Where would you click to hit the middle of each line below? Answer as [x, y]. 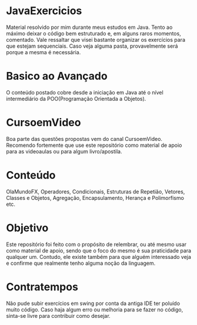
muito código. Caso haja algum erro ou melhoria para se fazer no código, [95, 309]
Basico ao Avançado [57, 76]
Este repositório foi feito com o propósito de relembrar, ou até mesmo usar [96, 244]
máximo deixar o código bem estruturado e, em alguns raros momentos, [94, 33]
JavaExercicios [44, 11]
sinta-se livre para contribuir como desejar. [58, 316]
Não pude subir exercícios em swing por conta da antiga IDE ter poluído [93, 303]
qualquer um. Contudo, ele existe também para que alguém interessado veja [98, 257]
